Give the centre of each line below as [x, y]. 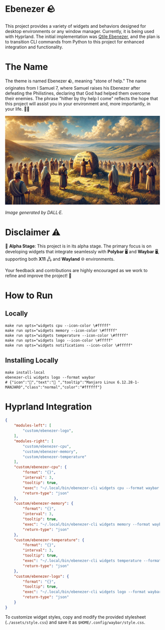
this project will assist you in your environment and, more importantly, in [78, 104]
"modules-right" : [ [34, 441]
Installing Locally [32, 361]
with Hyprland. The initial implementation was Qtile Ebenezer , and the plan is [82, 36]
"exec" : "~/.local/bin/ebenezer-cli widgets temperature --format [92, 561]
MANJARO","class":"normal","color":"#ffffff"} [54, 387]
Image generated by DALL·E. [34, 212]
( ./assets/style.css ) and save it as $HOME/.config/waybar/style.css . [75, 622]
